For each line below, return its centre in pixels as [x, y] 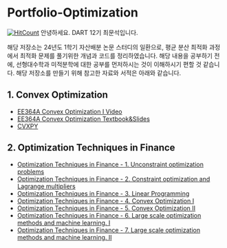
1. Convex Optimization [58, 95]
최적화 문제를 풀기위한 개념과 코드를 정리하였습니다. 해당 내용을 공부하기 [116, 56]
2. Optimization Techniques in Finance [91, 148]
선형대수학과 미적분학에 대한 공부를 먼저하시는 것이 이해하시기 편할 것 [109, 64]
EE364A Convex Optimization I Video [69, 111]
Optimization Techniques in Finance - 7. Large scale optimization [109, 230]
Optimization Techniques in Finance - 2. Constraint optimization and [113, 179]
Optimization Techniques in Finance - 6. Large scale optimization [109, 215]
